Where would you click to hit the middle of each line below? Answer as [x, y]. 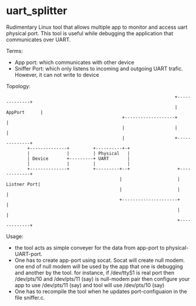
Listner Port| [24, 184]
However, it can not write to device [57, 75]
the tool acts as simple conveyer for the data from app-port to [89, 247]
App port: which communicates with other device [74, 62]
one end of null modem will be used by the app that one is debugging [99, 266]
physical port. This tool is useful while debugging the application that [90, 33]
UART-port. [29, 254]
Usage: [15, 236]
